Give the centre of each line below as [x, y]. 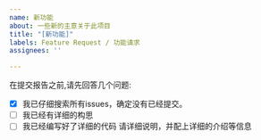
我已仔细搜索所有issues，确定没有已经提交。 [105, 104]
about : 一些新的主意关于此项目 [60, 26]
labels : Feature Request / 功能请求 [75, 42]
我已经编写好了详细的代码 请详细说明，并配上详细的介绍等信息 [137, 127]
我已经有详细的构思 [58, 115]
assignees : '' [36, 51]
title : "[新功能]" [42, 34]
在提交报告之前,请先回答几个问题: [71, 85]
